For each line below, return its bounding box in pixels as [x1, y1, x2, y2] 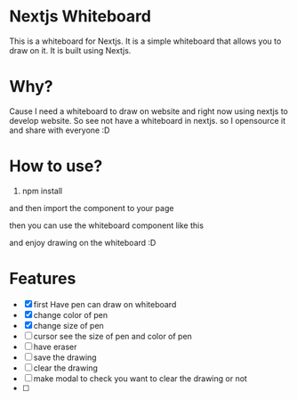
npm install [21, 185, 63, 196]
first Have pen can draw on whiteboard [33, 298, 177, 309]
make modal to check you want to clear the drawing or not [33, 372, 247, 384]
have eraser [33, 341, 77, 352]
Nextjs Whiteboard [9, 6, 151, 27]
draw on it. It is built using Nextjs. [9, 45, 132, 55]
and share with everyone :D [9, 125, 110, 135]
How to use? [9, 156, 103, 176]
